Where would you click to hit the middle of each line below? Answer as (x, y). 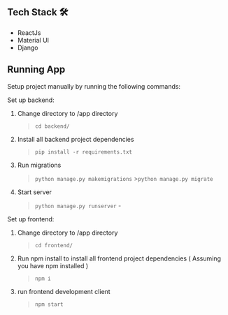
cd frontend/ (54, 245)
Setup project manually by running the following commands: (94, 86)
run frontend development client (64, 291)
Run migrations (39, 165)
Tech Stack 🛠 (38, 12)
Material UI (33, 40)
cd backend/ (52, 126)
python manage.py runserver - (78, 205)
